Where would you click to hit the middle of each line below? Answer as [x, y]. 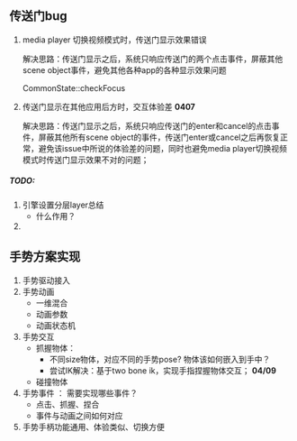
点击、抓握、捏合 [67, 404]
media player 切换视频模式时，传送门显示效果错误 [114, 40]
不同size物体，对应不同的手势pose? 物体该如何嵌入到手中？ [160, 359]
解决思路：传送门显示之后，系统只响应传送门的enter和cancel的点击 [147, 125]
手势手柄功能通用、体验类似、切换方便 [93, 427]
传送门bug [38, 16]
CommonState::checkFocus [74, 87]
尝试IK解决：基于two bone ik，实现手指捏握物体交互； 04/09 [163, 370]
